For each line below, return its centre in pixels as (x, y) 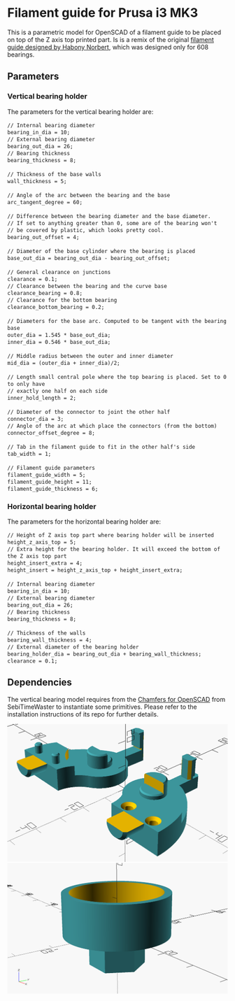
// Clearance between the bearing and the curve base (87, 286)
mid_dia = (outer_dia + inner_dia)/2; (64, 363)
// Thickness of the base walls (54, 174)
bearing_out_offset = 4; (43, 237)
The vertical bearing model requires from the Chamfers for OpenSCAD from (116, 699)
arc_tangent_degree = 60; (45, 202)
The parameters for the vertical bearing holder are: (80, 111)
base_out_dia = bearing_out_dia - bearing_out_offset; (89, 258)
